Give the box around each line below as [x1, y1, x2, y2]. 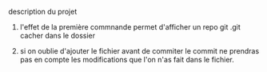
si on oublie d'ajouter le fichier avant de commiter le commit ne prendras [19, 46, 260, 55]
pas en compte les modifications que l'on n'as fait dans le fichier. [19, 55, 234, 64]
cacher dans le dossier [19, 31, 96, 40]
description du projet [8, 7, 78, 16]
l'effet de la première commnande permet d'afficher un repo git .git [19, 22, 241, 31]
